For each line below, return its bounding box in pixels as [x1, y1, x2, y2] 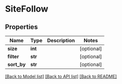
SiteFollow [5, 3, 49, 15]
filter [7, 53, 20, 60]
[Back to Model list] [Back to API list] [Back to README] [5, 74, 117, 79]
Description [47, 37, 75, 44]
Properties [5, 23, 38, 31]
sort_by [7, 61, 26, 67]
